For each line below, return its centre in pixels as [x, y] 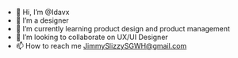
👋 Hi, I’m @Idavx [42, 12]
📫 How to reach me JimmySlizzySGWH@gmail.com [101, 46]
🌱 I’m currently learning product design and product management [123, 29]
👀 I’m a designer [42, 20]
